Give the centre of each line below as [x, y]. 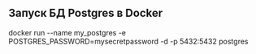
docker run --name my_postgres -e [67, 32]
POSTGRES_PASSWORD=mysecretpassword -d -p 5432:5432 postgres [128, 41]
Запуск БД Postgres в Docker [86, 13]
